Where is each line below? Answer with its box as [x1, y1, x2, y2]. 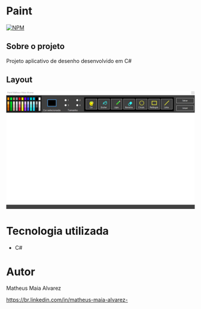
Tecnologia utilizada [6, 224, 109, 238]
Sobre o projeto [6, 41, 65, 51]
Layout [6, 75, 33, 85]
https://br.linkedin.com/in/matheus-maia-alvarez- [6, 296, 129, 304]
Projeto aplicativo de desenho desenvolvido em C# [6, 57, 132, 64]
